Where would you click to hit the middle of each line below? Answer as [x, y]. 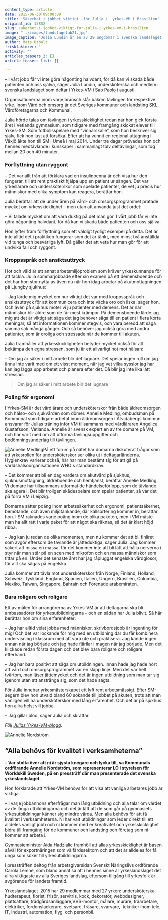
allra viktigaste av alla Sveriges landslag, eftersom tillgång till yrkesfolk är [80, 876]
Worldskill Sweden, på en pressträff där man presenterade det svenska [81, 773]
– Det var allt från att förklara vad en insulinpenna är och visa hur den [76, 176]
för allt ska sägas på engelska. [36, 564]
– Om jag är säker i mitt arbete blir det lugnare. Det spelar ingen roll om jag [82, 358]
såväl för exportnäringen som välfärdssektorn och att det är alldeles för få [81, 850]
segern [12, 695]
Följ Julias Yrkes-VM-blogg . [34, 725]
